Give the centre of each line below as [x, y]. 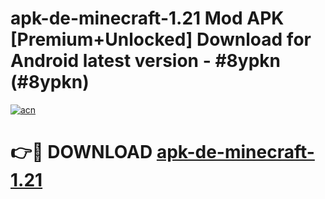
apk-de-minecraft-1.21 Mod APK [147, 18]
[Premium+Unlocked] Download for [161, 39]
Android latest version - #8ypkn [145, 61]
